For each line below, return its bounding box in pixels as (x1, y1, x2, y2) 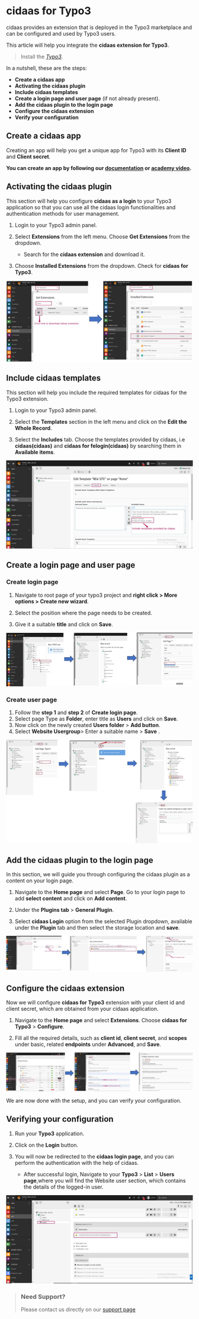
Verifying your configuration (6, 1114, 114, 1124)
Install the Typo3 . (20, 53, 63, 60)
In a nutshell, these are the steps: (6, 64, 87, 72)
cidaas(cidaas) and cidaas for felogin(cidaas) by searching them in (14, 442, 182, 449)
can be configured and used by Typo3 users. (6, 30, 116, 37)
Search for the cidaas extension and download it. (23, 251, 145, 258)
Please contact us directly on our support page (20, 1306, 136, 1313)
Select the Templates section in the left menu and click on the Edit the (14, 418, 187, 425)
